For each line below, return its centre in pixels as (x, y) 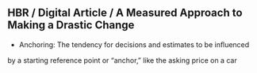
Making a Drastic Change (71, 26)
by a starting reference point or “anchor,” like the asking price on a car (122, 60)
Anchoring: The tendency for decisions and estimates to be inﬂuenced (134, 44)
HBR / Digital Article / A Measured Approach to (125, 13)
